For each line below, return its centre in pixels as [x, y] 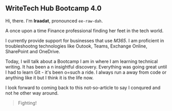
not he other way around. [32, 93]
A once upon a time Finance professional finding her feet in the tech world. [84, 31]
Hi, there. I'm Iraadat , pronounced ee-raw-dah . [54, 20]
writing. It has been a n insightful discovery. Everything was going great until [86, 66]
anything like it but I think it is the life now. [50, 77]
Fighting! [27, 103]
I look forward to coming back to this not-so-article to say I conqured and [83, 87]
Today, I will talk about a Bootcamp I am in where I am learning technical [82, 61]
